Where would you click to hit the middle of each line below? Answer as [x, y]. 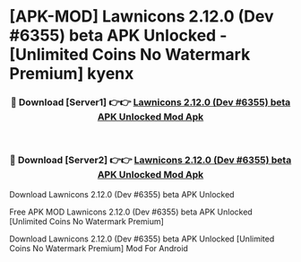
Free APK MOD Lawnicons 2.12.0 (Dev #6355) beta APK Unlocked [131, 212]
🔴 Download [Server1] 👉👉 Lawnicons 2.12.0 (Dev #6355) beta [150, 102]
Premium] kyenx [72, 74]
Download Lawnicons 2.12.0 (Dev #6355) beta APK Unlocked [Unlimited [142, 239]
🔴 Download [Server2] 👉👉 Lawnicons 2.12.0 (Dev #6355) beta [150, 161]
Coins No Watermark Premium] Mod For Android [99, 248]
